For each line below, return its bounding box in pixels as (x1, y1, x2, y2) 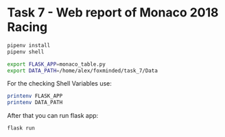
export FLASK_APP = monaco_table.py (7, 60, 106, 68)
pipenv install (7, 42, 51, 49)
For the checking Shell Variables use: (7, 79, 112, 88)
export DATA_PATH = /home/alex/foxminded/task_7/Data (7, 67, 158, 74)
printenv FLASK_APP (7, 92, 63, 100)
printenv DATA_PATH (7, 99, 63, 106)
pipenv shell (7, 48, 45, 55)
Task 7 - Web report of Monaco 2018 (7, 5, 219, 21)
